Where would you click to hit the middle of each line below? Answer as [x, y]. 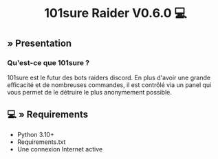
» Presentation [40, 43]
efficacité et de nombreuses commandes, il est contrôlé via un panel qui [109, 85]
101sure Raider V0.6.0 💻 [116, 13]
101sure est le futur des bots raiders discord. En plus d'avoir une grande [109, 77]
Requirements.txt [41, 142]
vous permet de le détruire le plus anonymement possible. [89, 92]
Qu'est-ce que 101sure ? [48, 62]
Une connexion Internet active [60, 149]
